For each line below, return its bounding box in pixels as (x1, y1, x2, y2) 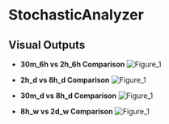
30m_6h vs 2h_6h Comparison (19, 59, 125, 69)
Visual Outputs (8, 38, 86, 52)
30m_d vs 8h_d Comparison (19, 91, 117, 100)
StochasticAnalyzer (8, 6, 144, 24)
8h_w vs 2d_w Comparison (19, 107, 113, 116)
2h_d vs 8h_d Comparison (19, 75, 110, 84)
